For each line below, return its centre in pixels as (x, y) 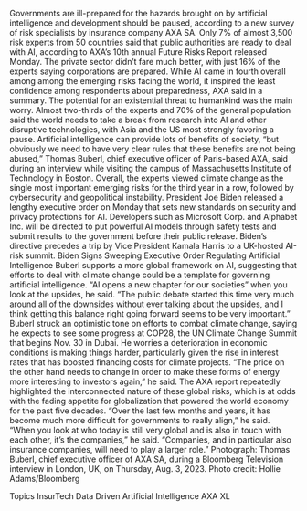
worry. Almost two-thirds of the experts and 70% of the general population (150, 110)
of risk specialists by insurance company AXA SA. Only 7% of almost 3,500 (151, 32)
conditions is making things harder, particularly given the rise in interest (144, 352)
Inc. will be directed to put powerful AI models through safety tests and (143, 226)
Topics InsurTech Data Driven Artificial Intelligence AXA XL (120, 496)
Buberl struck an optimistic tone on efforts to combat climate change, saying (153, 323)
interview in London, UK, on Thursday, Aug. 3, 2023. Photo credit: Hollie (145, 469)
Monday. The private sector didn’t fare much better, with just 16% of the (145, 62)
